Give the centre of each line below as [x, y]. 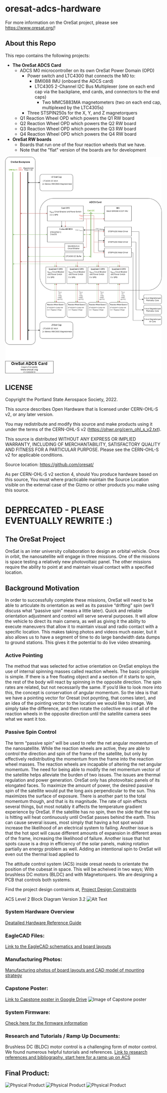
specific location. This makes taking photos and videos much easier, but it [81, 631]
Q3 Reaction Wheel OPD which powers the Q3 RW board [78, 129]
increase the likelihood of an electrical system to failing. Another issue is [79, 827]
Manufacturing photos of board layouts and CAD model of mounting [75, 970]
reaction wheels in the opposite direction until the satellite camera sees [78, 714]
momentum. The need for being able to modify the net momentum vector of [83, 769]
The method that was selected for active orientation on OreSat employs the [82, 666]
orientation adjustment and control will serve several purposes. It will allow [82, 616]
